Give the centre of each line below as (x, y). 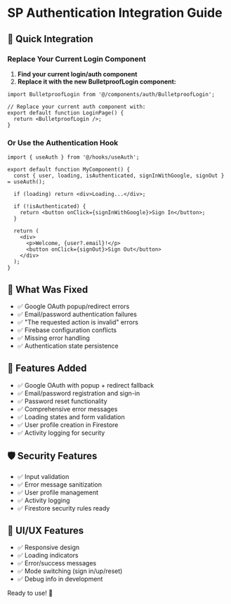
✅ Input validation (43, 476)
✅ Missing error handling (53, 338)
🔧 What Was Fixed (48, 289)
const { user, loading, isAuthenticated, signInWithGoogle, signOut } (119, 176)
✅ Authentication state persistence (68, 346)
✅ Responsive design (48, 547)
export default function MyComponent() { (69, 170)
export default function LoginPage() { (66, 113)
